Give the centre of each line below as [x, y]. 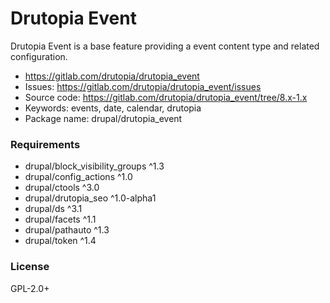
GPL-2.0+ [30, 288]
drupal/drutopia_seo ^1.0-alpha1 [90, 198]
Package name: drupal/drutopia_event [103, 118]
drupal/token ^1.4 [60, 241]
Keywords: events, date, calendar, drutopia [113, 108]
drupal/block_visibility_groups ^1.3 [94, 166]
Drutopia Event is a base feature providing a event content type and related [165, 46]
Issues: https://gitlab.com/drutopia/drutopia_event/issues [143, 86]
